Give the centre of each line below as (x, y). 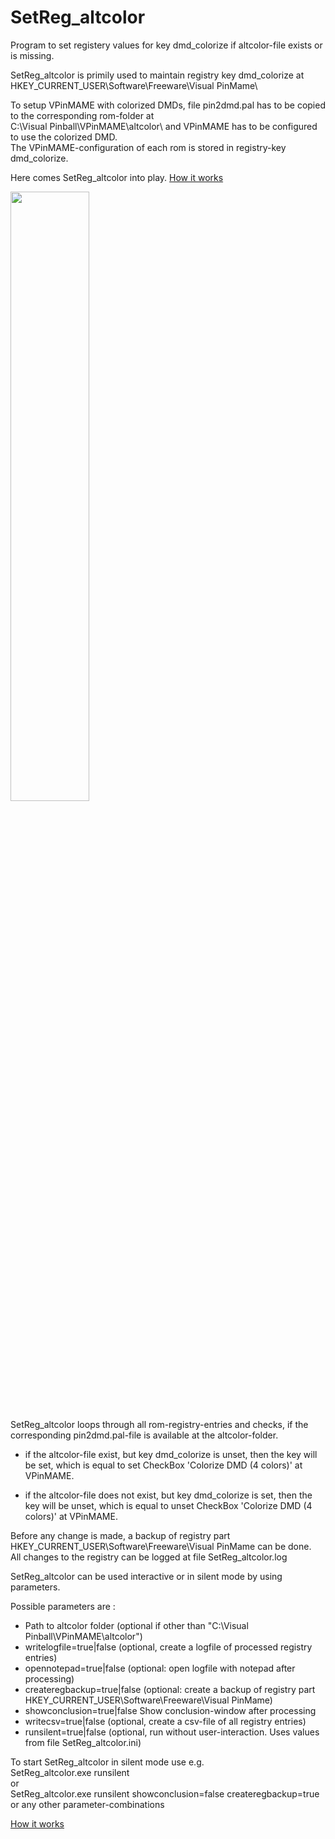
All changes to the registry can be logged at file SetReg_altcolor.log (149, 1557)
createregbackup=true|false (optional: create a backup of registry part (170, 1689)
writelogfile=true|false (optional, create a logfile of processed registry (168, 1647)
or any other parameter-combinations (87, 1804)
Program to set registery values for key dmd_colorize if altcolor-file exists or (166, 45)
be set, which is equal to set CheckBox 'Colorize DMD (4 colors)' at (163, 1465)
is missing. (32, 55)
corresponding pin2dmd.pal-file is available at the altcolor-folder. (144, 1435)
